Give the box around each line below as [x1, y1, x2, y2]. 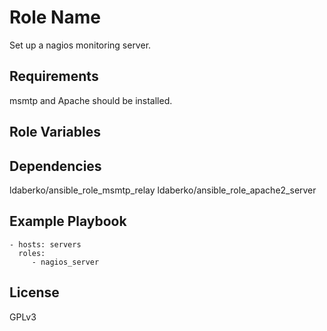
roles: [18, 248, 46, 258]
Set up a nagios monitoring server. [9, 39, 152, 51]
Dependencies [9, 157, 102, 175]
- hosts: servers [9, 239, 82, 250]
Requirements [9, 68, 99, 85]
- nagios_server [31, 257, 100, 267]
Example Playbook [9, 213, 127, 230]
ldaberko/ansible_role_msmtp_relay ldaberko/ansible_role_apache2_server [9, 184, 317, 196]
